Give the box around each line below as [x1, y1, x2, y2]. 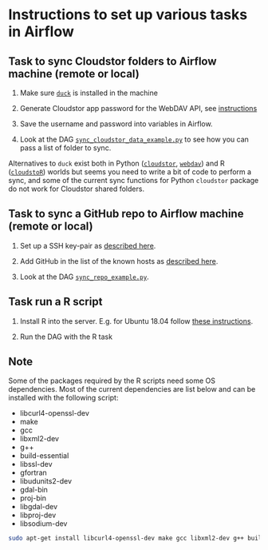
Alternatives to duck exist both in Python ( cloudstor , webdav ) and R [8, 158, 225, 168]
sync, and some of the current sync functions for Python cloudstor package [8, 176, 259, 185]
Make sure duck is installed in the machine [19, 88, 158, 98]
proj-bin [19, 493, 46, 503]
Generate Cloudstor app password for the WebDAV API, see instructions [19, 104, 258, 113]
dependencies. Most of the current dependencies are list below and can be [8, 385, 256, 394]
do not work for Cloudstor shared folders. [8, 184, 145, 193]
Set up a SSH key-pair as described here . [19, 241, 156, 250]
